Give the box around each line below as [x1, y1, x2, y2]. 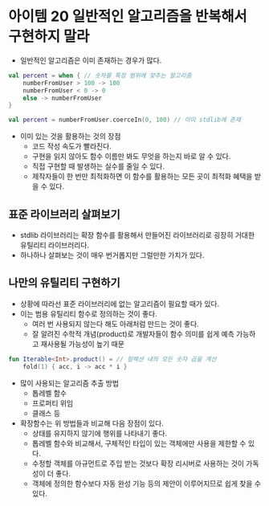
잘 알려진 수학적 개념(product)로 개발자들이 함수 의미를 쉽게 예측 [31, 328, 234, 338]
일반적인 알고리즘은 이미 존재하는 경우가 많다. [19, 55, 162, 65]
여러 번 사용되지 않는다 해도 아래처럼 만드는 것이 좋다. [31, 319, 199, 328]
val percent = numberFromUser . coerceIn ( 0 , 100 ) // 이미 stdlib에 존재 [8, 116, 241, 124]
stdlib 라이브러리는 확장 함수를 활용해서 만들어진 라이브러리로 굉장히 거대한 [19, 231, 255, 239]
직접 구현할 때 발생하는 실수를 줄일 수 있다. [31, 161, 165, 171]
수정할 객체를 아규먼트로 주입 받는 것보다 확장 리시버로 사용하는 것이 [31, 459, 245, 468]
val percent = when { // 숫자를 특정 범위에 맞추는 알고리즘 [8, 71, 192, 80]
